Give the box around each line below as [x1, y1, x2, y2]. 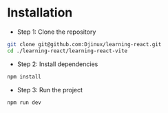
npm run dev [7, 99, 41, 106]
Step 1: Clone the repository [17, 28, 96, 36]
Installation [7, 5, 73, 21]
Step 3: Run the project [17, 85, 83, 94]
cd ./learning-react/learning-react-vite [7, 47, 128, 54]
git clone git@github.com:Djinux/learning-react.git [7, 41, 162, 48]
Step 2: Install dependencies [17, 60, 98, 68]
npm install [7, 73, 41, 80]
